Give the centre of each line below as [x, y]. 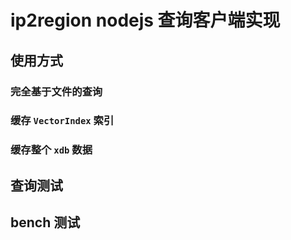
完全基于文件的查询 [56, 91]
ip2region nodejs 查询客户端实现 [145, 20]
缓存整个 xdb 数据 [51, 150]
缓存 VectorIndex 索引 [62, 121]
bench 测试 [45, 222]
